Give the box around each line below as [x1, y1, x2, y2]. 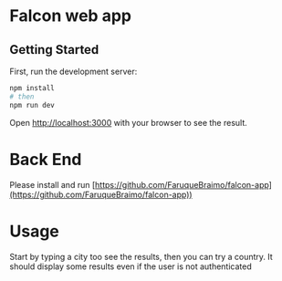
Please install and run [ [9, 179, 96, 190]
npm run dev [9, 100, 55, 109]
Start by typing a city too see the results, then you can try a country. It [9, 251, 274, 262]
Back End [9, 149, 82, 170]
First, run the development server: [9, 66, 138, 77]
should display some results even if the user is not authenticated [9, 261, 253, 272]
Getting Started [9, 42, 99, 57]
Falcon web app [9, 5, 132, 26]
